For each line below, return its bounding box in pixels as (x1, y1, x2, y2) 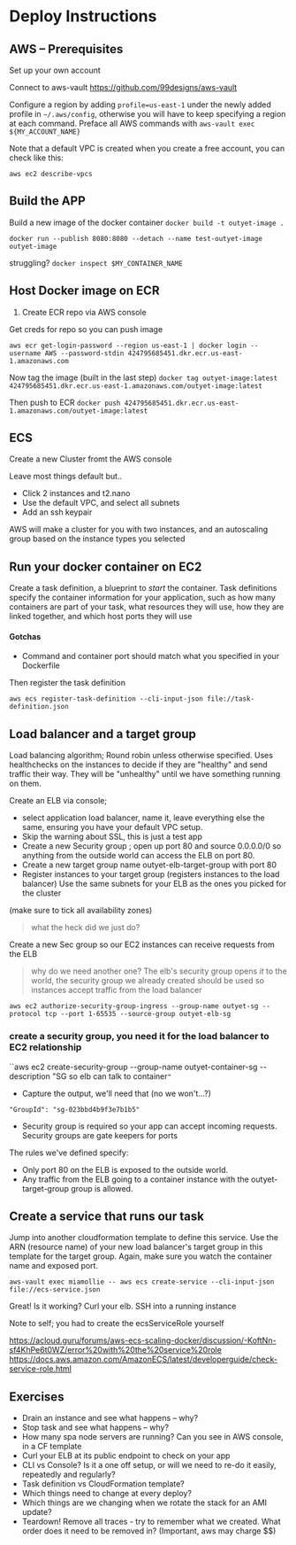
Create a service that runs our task (9, 1208, 205, 1223)
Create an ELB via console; (9, 796, 108, 806)
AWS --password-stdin (44, 348, 125, 358)
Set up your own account (9, 65, 102, 75)
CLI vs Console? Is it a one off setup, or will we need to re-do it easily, (21, 1460, 277, 1471)
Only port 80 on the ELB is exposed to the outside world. (21, 1164, 229, 1175)
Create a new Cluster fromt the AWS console (9, 454, 172, 464)
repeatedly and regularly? (21, 1469, 117, 1480)
